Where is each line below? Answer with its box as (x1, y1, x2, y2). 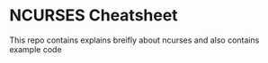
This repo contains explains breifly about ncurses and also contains (9, 35, 260, 45)
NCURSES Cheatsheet (9, 5, 178, 26)
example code (9, 43, 62, 54)
